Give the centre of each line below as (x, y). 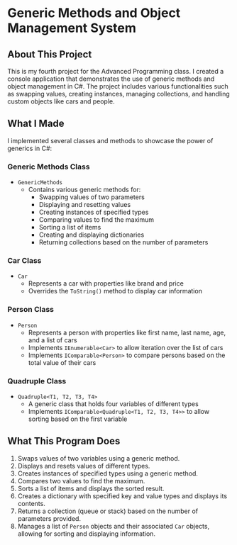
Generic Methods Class (49, 167)
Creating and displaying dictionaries (92, 235)
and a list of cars (53, 340)
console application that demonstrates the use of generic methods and (111, 79)
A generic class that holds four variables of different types (113, 404)
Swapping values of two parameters (92, 197)
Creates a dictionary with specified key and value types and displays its (122, 496)
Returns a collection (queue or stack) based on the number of (108, 511)
